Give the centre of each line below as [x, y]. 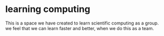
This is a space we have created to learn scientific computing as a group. [82, 23]
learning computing [48, 9]
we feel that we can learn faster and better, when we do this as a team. [80, 28]
